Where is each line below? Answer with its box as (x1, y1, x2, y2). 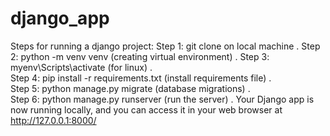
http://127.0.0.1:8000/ (10, 114, 97, 126)
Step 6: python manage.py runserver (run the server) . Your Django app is (10, 93, 315, 105)
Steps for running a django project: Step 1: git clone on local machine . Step (10, 40, 321, 52)
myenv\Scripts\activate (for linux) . (10, 61, 153, 73)
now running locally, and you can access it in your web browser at (10, 103, 283, 116)
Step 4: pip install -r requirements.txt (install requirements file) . (10, 72, 272, 84)
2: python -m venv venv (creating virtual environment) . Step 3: (10, 50, 270, 62)
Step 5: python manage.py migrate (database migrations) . (10, 82, 251, 94)
